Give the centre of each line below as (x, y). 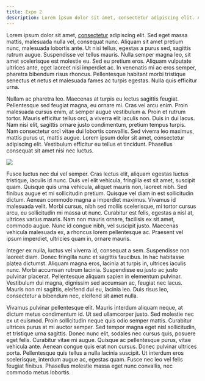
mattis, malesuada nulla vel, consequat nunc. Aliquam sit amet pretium (95, 41)
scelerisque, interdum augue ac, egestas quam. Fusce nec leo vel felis (95, 359)
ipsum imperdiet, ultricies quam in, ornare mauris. (69, 238)
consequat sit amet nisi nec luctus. (50, 151)
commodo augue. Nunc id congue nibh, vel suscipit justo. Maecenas (92, 226)
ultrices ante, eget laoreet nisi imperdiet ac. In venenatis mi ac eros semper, (101, 67)
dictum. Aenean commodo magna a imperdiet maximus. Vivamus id (91, 199)
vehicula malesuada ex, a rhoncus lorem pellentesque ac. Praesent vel (95, 232)
